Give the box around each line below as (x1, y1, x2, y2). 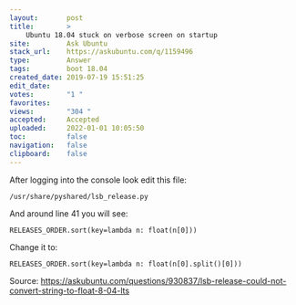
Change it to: (9, 241, 58, 252)
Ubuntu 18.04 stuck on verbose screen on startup (26, 30, 219, 39)
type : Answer (9, 56, 92, 65)
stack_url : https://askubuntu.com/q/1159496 (9, 47, 194, 57)
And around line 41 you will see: (9, 207, 128, 219)
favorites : (9, 98, 51, 108)
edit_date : (9, 81, 51, 90)
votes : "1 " (9, 89, 84, 99)
